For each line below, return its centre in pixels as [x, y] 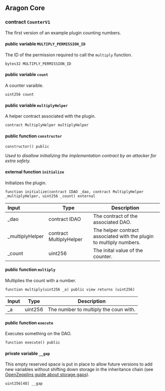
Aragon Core [25, 8]
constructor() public [27, 147]
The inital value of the [118, 250]
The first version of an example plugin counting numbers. [63, 33]
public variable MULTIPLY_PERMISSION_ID [45, 44]
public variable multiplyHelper [37, 105]
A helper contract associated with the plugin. [50, 116]
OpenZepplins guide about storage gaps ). [47, 375]
